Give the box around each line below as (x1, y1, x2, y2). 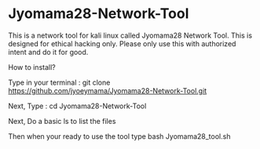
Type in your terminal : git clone (8, 78, 111, 87)
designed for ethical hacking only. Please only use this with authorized (8, 38, 236, 48)
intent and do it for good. (8, 47, 89, 56)
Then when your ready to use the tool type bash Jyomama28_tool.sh (8, 131, 231, 141)
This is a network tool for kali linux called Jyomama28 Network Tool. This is (8, 31, 253, 40)
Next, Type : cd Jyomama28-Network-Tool (8, 101, 147, 111)
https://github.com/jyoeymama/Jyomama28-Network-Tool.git (8, 85, 207, 95)
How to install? (8, 62, 57, 71)
